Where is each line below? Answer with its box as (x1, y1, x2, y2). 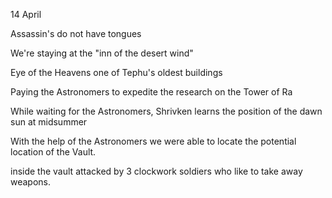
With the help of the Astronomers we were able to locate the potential (10, 135, 297, 147)
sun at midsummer (10, 116, 88, 128)
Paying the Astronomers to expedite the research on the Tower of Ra (10, 86, 293, 98)
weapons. (10, 176, 52, 188)
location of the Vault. (10, 146, 97, 158)
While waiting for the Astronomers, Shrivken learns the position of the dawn (10, 105, 323, 117)
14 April (10, 9, 42, 20)
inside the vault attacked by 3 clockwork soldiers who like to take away (10, 165, 303, 177)
